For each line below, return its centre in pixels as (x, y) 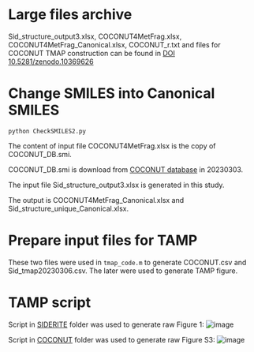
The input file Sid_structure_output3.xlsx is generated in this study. (116, 185)
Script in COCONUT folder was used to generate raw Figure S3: (112, 339)
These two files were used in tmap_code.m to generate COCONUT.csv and (127, 262)
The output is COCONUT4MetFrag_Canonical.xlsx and (96, 200)
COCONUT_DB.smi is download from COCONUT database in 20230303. (126, 169)
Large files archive (70, 15)
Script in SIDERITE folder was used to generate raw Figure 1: (106, 324)
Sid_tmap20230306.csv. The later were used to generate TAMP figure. (123, 271)
